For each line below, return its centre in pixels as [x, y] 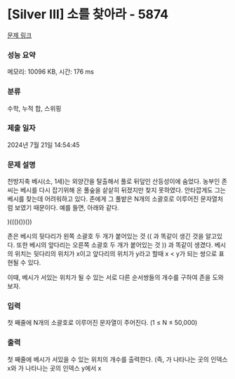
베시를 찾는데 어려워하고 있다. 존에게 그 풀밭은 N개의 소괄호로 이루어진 [103, 199]
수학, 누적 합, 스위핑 [34, 108]
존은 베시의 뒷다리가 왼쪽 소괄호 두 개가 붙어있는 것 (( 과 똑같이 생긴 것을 [106, 237]
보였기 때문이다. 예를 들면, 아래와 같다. [67, 208]
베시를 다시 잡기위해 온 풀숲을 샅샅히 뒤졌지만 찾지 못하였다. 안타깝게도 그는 [123, 190]
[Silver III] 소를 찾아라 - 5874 [88, 14]
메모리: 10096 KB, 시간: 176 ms [51, 72]
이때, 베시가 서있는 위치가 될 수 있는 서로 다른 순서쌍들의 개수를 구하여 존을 [109, 277]
